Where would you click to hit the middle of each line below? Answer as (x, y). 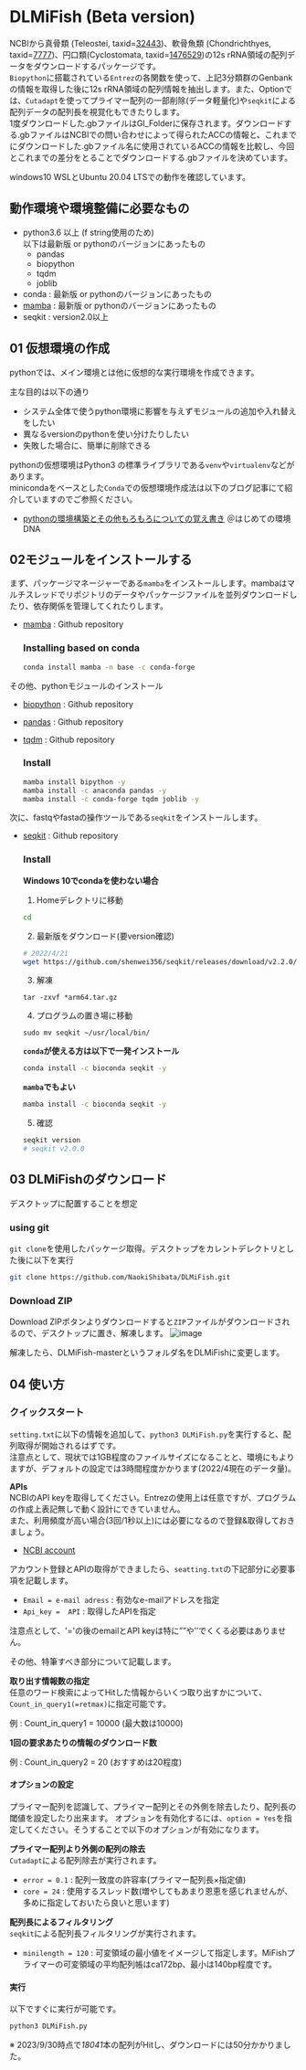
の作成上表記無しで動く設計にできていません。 (97, 1509)
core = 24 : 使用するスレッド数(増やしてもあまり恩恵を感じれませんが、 (158, 1891)
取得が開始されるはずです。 (69, 1445)
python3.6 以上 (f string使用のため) (89, 232)
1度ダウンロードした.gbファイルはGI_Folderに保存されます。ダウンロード (147, 123)
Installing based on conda (81, 648)
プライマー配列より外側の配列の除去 (78, 1849)
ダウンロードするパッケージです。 (97, 66)
